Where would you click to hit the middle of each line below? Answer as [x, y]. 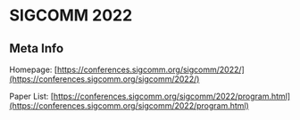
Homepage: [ [33, 69]
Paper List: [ [32, 96]
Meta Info [37, 48]
